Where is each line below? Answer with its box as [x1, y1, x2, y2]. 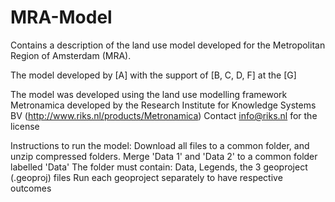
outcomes [10, 182, 52, 194]
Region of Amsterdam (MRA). [10, 49, 132, 61]
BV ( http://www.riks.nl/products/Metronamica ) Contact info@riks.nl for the [10, 109, 318, 121]
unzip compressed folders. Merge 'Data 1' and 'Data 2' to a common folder [10, 150, 318, 162]
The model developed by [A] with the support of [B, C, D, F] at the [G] [10, 69, 297, 81]
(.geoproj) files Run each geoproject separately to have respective [10, 171, 283, 183]
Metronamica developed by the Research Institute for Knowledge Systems [10, 99, 317, 111]
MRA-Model [10, 6, 113, 29]
